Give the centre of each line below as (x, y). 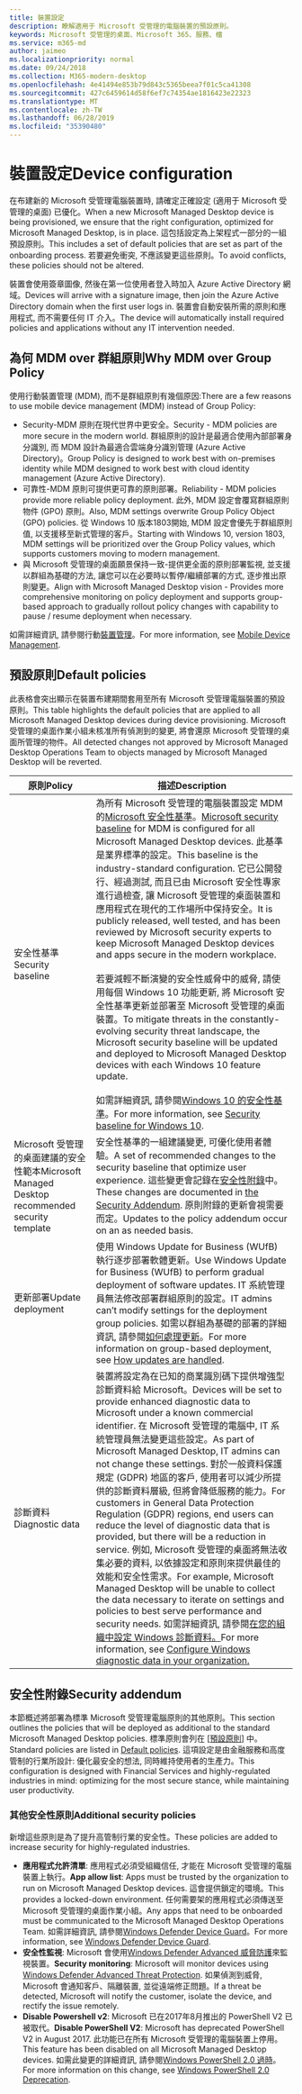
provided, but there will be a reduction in (181, 1537)
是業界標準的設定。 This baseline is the (177, 855)
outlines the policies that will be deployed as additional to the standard (140, 1728)
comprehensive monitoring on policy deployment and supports (139, 596)
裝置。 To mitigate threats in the (161, 1019)
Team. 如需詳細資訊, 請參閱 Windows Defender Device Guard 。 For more (155, 1931)
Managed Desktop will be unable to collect (186, 1588)
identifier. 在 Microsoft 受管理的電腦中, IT (182, 1426)
